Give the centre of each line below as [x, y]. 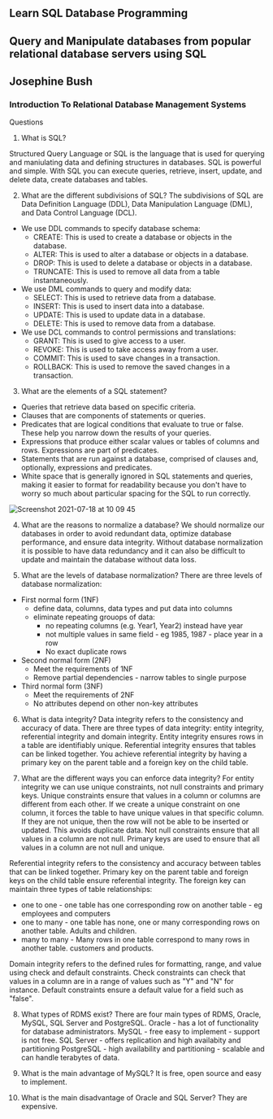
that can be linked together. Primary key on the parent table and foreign [129, 872]
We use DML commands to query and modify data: [106, 289]
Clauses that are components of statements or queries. [113, 416]
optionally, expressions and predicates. [87, 468]
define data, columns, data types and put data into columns [133, 609]
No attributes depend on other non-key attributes [115, 704]
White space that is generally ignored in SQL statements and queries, [137, 476]
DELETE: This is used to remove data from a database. [124, 324]
